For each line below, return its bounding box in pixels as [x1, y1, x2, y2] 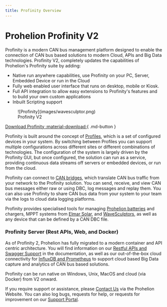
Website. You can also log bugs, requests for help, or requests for [5, 291, 141, 297]
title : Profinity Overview [5, 8, 61, 13]
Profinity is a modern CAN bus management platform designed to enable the [5, 46, 163, 52]
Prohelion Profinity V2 [5, 30, 99, 41]
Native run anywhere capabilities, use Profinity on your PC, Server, [12, 72, 150, 78]
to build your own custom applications [12, 93, 91, 99]
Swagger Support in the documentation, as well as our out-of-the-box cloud [5, 250, 162, 257]
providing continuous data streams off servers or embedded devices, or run [5, 160, 161, 166]
